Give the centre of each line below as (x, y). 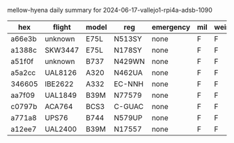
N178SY (128, 50)
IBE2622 (60, 84)
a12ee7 (24, 129)
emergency (171, 27)
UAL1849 (61, 95)
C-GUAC (129, 107)
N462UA (128, 73)
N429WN (129, 61)
